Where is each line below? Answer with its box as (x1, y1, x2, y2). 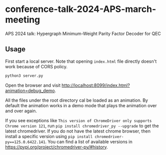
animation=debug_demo (5, 87, 55, 93)
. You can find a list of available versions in (45, 139, 133, 145)
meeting (5, 14, 40, 25)
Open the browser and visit (5, 82, 61, 88)
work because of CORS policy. (5, 63, 68, 69)
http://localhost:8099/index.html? (61, 82, 130, 88)
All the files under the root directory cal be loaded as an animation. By (5, 97, 148, 103)
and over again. (5, 108, 37, 114)
